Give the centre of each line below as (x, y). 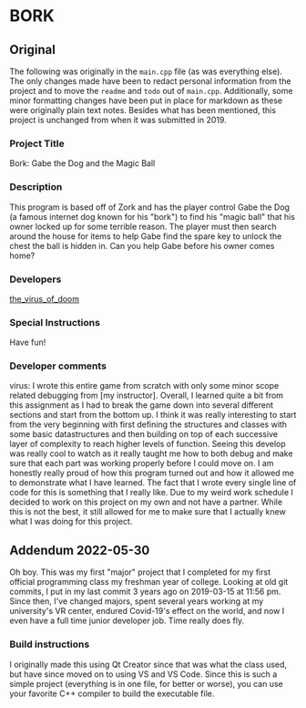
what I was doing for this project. (71, 522)
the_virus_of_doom (45, 298)
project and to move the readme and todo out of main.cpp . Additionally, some (151, 91)
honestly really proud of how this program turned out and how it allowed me (152, 473)
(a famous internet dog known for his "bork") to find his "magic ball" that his (153, 216)
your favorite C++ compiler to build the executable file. (112, 693)
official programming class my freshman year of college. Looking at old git (149, 582)
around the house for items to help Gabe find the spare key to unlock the (146, 236)
